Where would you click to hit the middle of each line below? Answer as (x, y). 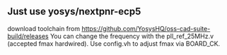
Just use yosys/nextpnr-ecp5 (74, 12)
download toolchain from (43, 28)
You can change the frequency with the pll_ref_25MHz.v (132, 36)
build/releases (28, 36)
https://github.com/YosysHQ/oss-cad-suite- (146, 28)
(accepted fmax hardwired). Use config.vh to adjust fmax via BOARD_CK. (114, 43)
